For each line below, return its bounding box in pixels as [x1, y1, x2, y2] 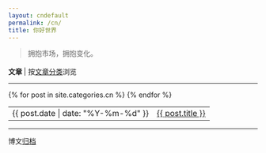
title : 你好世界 [8, 26, 57, 34]
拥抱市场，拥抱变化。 [27, 49, 97, 58]
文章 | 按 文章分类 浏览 [8, 67, 77, 76]
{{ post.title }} [157, 108, 206, 119]
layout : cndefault [8, 11, 69, 20]
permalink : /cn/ [8, 19, 62, 27]
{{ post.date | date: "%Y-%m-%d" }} [12, 108, 150, 119]
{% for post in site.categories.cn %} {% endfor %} [8, 90, 173, 99]
